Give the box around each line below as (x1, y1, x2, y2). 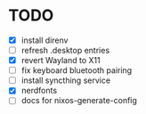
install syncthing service (20, 75, 111, 85)
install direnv (20, 35, 69, 45)
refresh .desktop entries (20, 45, 110, 55)
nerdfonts (20, 85, 58, 96)
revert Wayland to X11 (20, 55, 101, 66)
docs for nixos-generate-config (20, 95, 137, 106)
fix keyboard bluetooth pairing (20, 65, 133, 76)
